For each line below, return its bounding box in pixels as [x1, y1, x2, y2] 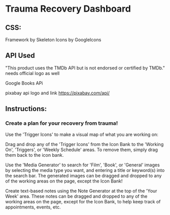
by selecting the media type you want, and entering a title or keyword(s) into [5, 167, 165, 173]
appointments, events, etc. [5, 204, 61, 210]
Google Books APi [5, 80, 43, 86]
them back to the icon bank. [5, 152, 64, 158]
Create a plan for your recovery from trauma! [5, 120, 118, 127]
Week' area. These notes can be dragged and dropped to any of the [5, 193, 148, 199]
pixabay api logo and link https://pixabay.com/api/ [5, 90, 110, 96]
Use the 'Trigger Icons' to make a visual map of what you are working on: [5, 131, 159, 137]
